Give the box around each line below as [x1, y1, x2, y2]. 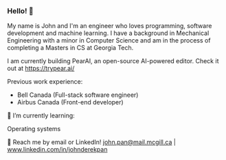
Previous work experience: [7, 78, 83, 86]
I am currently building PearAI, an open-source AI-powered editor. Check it [7, 57, 219, 65]
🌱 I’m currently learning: [7, 111, 76, 119]
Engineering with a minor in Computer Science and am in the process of [7, 36, 211, 45]
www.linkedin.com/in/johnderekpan [7, 146, 108, 154]
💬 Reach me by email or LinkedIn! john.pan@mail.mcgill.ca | [7, 138, 177, 146]
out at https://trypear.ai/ [7, 65, 75, 73]
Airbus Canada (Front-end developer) [16, 98, 124, 106]
